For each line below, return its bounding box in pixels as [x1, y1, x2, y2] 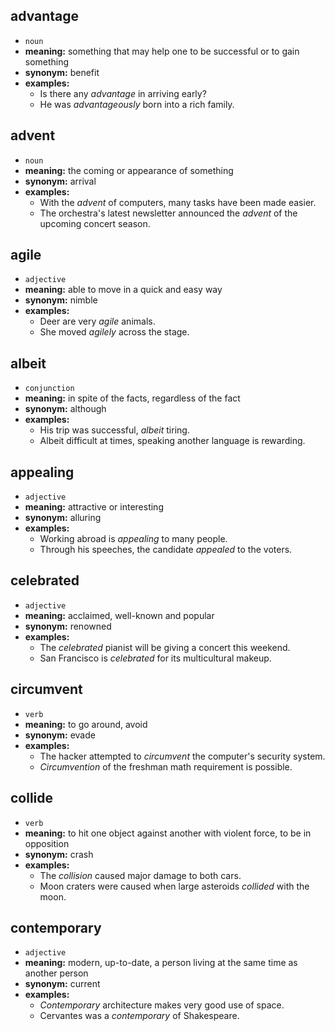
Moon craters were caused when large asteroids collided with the [39, 880, 310, 892]
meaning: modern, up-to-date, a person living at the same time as [24, 957, 298, 969]
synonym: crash [24, 848, 94, 860]
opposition [24, 837, 70, 849]
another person [24, 967, 89, 979]
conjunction [24, 384, 75, 394]
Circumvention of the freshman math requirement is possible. [39, 760, 293, 773]
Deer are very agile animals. [39, 315, 156, 328]
